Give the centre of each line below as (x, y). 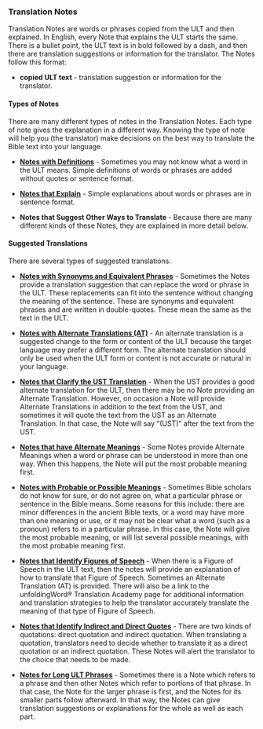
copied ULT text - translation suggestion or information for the (121, 78)
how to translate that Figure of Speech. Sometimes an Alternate (122, 577)
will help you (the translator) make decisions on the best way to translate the (131, 138)
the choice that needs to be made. (75, 659)
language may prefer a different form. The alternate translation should (132, 350)
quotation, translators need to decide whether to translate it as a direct (133, 643)
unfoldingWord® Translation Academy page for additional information (132, 594)
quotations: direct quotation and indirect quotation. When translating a (133, 634)
